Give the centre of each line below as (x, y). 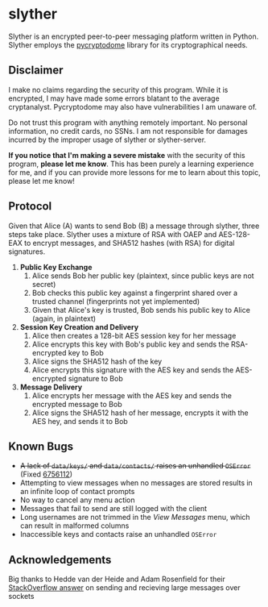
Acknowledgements (60, 560)
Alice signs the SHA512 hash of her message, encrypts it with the (140, 413)
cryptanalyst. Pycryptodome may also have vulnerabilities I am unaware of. (133, 106)
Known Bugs (41, 446)
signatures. (27, 252)
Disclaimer (36, 71)
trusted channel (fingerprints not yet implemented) (116, 301)
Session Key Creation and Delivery (79, 326)
